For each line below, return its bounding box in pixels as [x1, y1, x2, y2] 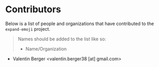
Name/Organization [25, 46, 67, 52]
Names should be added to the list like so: [17, 36, 106, 42]
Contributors [5, 4, 61, 15]
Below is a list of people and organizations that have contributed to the [5, 20, 154, 27]
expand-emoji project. [5, 26, 51, 32]
